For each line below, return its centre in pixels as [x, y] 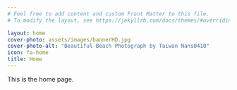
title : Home [25, 59]
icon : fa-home [28, 53]
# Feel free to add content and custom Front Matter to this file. [109, 14]
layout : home [26, 33]
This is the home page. [41, 79]
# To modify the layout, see [50, 20]
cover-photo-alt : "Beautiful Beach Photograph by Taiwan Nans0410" [109, 46]
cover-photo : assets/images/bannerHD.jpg [69, 39]
